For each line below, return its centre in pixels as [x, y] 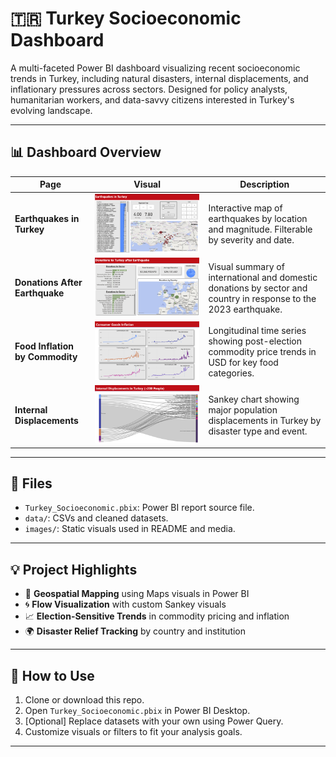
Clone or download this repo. [84, 700]
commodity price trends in [262, 351]
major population [243, 409]
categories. [231, 373]
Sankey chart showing [254, 399]
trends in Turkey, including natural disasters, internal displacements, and [159, 78]
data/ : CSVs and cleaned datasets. [96, 518]
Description [264, 184]
